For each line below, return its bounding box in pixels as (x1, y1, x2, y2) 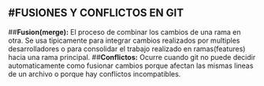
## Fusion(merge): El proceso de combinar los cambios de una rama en (8, 27, 242, 36)
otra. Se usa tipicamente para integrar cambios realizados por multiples (8, 36, 240, 45)
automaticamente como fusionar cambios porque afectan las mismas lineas (8, 61, 254, 70)
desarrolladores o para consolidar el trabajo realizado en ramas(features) (8, 43, 246, 54)
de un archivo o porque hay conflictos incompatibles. (8, 69, 181, 78)
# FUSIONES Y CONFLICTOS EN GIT (8, 6, 184, 20)
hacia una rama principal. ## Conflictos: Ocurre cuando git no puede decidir (8, 52, 256, 62)
